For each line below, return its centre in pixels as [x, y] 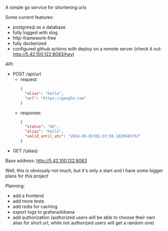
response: [31, 113]
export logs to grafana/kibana [44, 212]
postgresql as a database [39, 27]
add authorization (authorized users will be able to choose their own [84, 217]
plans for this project [27, 176]
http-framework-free [34, 38]
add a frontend [28, 195]
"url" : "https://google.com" [56, 98]
